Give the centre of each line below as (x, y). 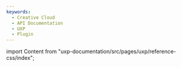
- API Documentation (37, 23)
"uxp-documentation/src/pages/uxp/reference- (117, 51)
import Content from (32, 51)
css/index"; (20, 58)
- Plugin (23, 34)
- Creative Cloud (33, 18)
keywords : (19, 12)
